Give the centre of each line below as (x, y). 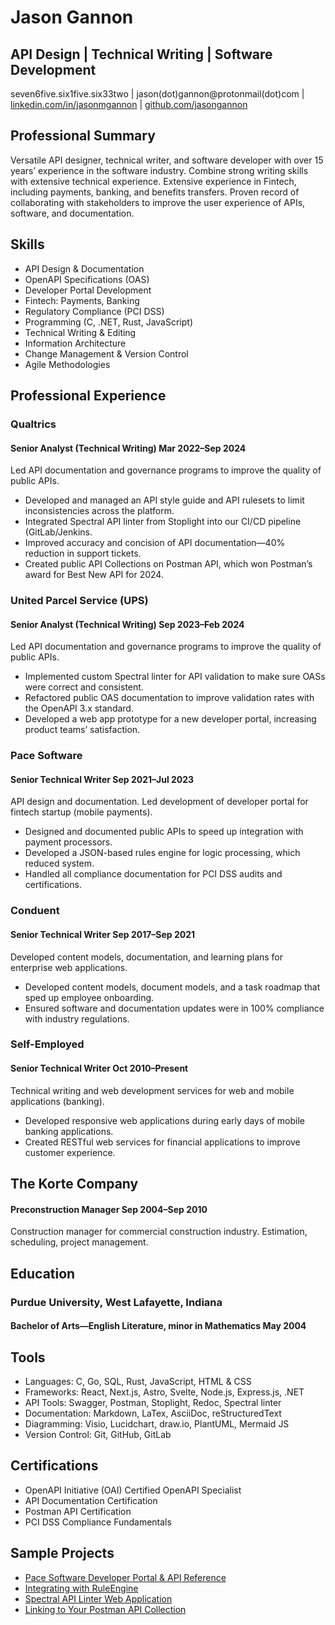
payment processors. (68, 842)
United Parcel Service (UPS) (79, 601)
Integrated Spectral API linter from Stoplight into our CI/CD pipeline (163, 522)
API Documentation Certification (91, 1500)
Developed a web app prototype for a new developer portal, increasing (170, 719)
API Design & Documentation (84, 268)
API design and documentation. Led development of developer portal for (159, 802)
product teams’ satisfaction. (82, 730)
